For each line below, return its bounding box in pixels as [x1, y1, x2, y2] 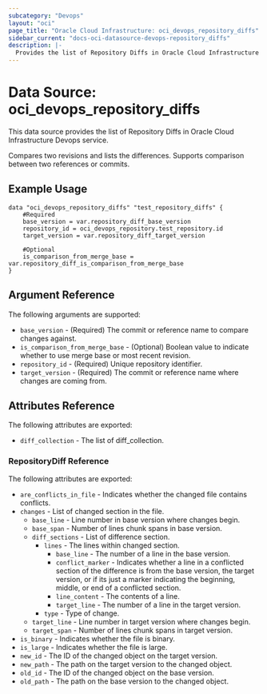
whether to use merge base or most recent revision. [19, 350, 191, 360]
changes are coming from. [19, 376, 108, 385]
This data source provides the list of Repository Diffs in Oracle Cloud [8, 126, 234, 136]
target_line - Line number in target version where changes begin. [31, 616, 251, 626]
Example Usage [8, 182, 88, 196]
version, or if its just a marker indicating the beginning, [55, 574, 236, 584]
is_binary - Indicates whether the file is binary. [19, 633, 176, 644]
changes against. [19, 333, 78, 343]
